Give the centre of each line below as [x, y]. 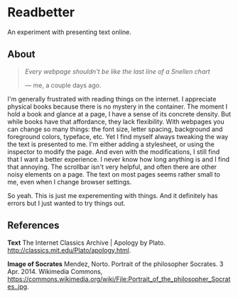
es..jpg [17, 286]
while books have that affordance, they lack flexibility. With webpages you [116, 121]
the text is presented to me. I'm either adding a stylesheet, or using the [111, 144]
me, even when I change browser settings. [70, 182]
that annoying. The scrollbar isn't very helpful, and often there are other [112, 167]
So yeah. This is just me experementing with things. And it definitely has [113, 195]
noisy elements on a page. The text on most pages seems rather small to [114, 174]
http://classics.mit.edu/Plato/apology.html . [69, 250]
